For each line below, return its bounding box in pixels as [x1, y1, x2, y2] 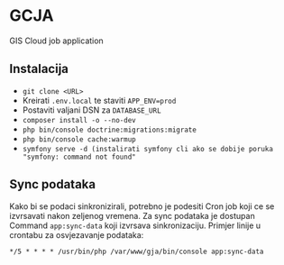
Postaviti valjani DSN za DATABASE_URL [22, 105, 161, 115]
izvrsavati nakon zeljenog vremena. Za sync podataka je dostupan [9, 210, 255, 221]
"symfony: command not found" [22, 152, 137, 161]
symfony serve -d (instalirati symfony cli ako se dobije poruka [22, 144, 273, 153]
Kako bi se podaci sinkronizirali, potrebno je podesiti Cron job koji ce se [9, 200, 275, 212]
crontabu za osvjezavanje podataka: [9, 229, 144, 240]
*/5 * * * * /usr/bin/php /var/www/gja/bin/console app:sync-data [9, 247, 264, 256]
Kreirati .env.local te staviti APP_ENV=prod [22, 95, 177, 105]
